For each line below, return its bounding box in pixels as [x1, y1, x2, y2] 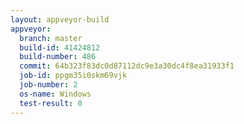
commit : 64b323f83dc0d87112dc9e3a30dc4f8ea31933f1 [19, 61, 235, 71]
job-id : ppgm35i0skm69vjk [19, 71, 128, 81]
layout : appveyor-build [10, 14, 110, 25]
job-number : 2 [19, 80, 78, 90]
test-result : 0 [19, 98, 83, 108]
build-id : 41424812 [19, 42, 101, 53]
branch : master [19, 33, 83, 43]
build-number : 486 [19, 52, 97, 62]
